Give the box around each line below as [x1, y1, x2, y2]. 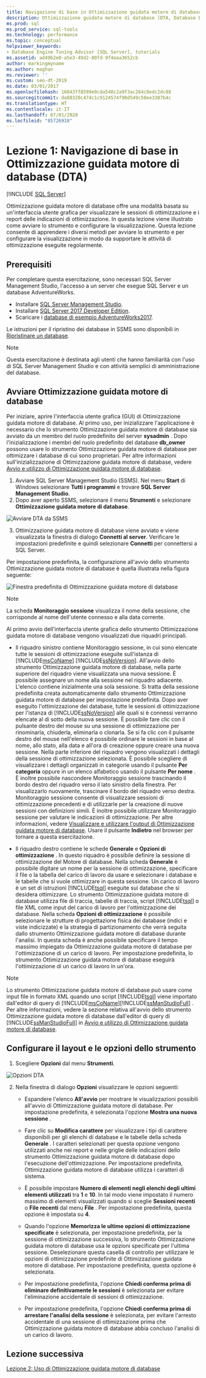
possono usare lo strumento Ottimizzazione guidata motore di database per [6, 445, 197, 452]
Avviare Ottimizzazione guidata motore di [6, 386, 169, 397]
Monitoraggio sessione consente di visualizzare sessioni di [15, 794, 164, 801]
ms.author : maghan [6, 66, 53, 72]
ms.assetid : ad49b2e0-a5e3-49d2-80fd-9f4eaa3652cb [6, 55, 139, 61]
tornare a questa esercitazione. [15, 833, 94, 840]
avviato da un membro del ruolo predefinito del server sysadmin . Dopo [6, 432, 188, 439]
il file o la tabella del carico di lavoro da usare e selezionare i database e [15, 871, 197, 879]
